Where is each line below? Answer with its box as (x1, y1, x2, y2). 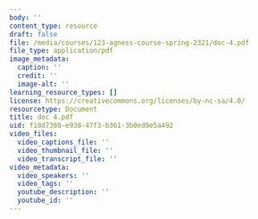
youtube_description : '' (17, 188, 110, 197)
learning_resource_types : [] (9, 88, 118, 97)
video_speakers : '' (17, 171, 90, 180)
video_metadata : (9, 163, 70, 172)
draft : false (9, 29, 58, 38)
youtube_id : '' (17, 196, 74, 206)
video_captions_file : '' (17, 138, 110, 147)
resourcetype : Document (9, 105, 98, 114)
